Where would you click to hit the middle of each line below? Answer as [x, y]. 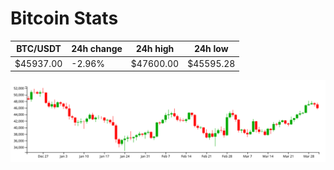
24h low [211, 49]
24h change [97, 49]
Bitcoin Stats [64, 18]
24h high [155, 49]
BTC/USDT [39, 49]
